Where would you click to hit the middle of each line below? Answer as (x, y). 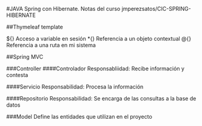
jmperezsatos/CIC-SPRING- (156, 9)
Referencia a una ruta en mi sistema (51, 45)
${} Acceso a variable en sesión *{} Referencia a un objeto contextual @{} (99, 38)
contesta (17, 75)
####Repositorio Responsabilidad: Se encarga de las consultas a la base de (101, 98)
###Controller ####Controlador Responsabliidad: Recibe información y (96, 68)
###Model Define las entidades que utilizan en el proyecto (79, 117)
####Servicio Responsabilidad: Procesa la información (75, 87)
